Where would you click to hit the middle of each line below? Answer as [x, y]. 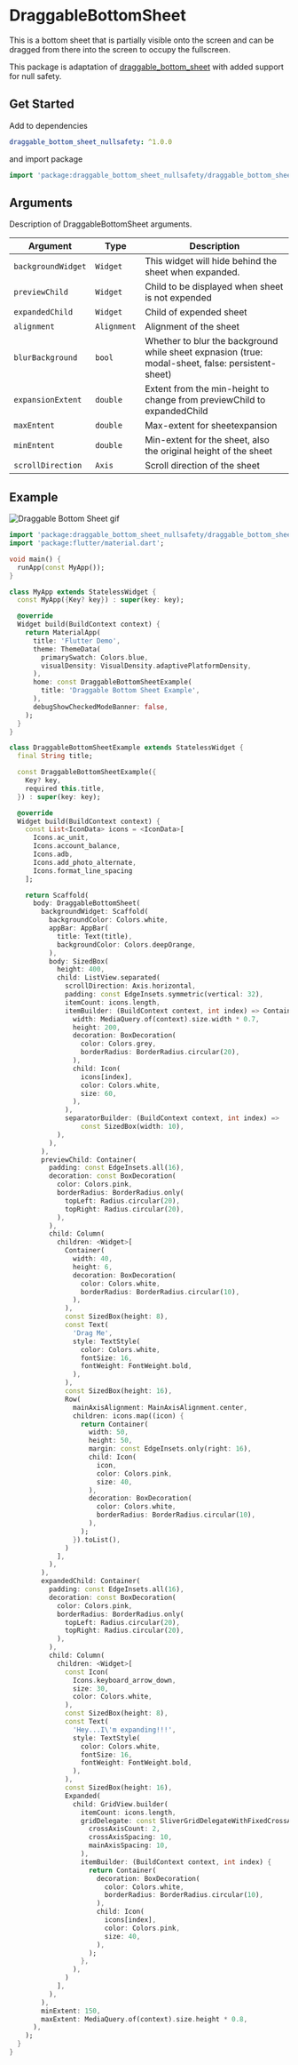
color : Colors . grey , [118, 1044]
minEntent [34, 446]
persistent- [253, 364]
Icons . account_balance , [77, 846]
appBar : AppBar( [78, 928]
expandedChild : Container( [91, 1581]
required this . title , [65, 788]
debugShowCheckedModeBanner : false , [100, 707]
